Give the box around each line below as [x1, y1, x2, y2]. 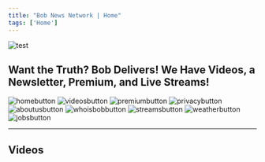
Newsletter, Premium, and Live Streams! [8, 75, 210, 89]
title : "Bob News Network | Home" [8, 11, 122, 20]
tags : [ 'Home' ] [8, 19, 58, 27]
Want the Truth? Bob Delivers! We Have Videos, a [8, 63, 256, 76]
